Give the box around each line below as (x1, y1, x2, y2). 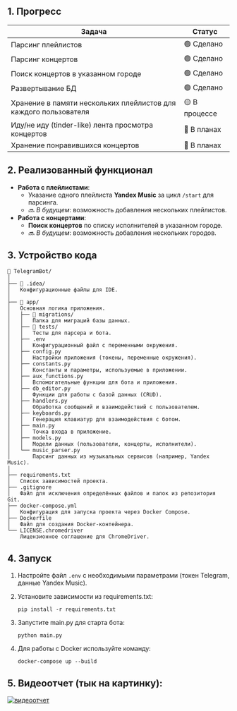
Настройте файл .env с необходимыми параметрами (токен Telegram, (17, 571, 230, 580)
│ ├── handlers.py (7, 398, 68, 405)
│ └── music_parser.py (7, 447, 80, 454)
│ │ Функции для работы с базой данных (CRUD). (7, 391, 162, 399)
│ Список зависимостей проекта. (7, 478, 109, 485)
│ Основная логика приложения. (7, 305, 106, 312)
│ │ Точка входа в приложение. (7, 428, 112, 436)
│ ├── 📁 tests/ (7, 324, 59, 331)
